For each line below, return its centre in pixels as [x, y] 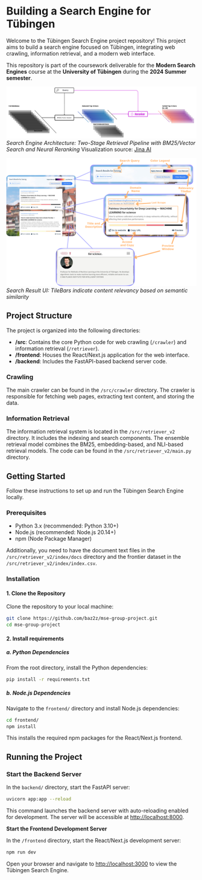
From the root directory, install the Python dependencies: [77, 668]
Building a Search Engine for [79, 11]
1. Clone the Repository [36, 593]
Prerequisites [26, 512]
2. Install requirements [35, 639]
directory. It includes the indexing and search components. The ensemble [98, 438]
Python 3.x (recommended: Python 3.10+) [67, 526]
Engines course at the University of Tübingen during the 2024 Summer [96, 71]
